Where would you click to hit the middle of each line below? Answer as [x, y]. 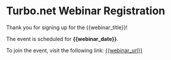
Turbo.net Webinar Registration [86, 11]
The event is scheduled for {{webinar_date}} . [62, 39]
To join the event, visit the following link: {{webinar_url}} [75, 50]
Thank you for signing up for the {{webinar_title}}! [67, 27]
